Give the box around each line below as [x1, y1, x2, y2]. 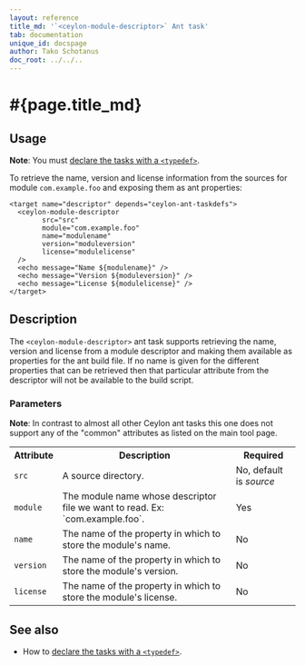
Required [243, 449, 284, 462]
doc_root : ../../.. [9, 55, 84, 65]
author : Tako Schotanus [9, 47, 100, 56]
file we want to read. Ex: [62, 502, 165, 514]
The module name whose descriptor [62, 490, 217, 502]
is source [235, 475, 275, 488]
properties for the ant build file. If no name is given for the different [9, 355, 260, 366]
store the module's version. [62, 565, 179, 578]
